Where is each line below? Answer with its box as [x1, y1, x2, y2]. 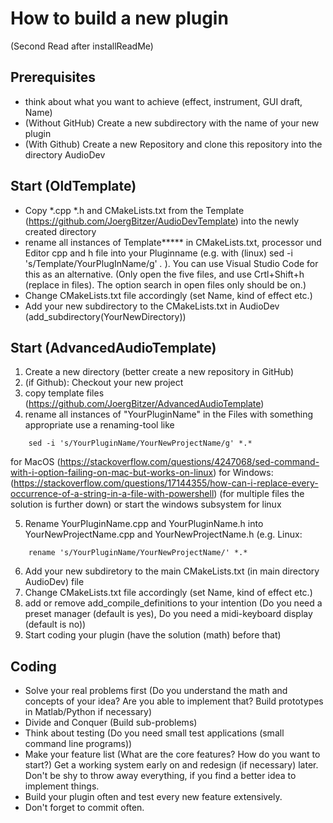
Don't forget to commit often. [24, 802, 145, 814]
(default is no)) [24, 618, 87, 631]
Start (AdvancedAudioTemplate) [10, 339, 217, 356]
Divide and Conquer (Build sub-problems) [24, 717, 198, 729]
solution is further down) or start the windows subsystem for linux [10, 498, 282, 511]
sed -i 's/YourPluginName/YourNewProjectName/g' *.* [28, 438, 253, 449]
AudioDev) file [24, 576, 85, 588]
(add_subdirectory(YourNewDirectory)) [24, 310, 187, 322]
